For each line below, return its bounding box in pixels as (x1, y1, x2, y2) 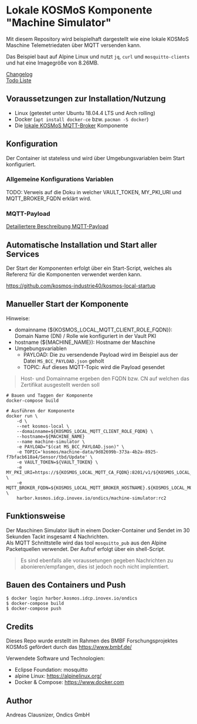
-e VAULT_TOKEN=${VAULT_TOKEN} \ (16, 459, 98, 465)
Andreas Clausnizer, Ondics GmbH (6, 711, 90, 719)
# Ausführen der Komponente (6, 408, 75, 414)
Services (6, 249, 40, 259)
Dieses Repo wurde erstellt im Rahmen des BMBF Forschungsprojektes (6, 637, 178, 644)
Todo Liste (6, 77, 32, 84)
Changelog (6, 70, 33, 77)
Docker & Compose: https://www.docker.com (14, 679, 124, 686)
